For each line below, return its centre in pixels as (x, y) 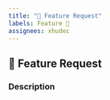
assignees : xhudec (39, 31)
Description (32, 86)
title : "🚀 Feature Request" (55, 16)
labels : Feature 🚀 (39, 23)
